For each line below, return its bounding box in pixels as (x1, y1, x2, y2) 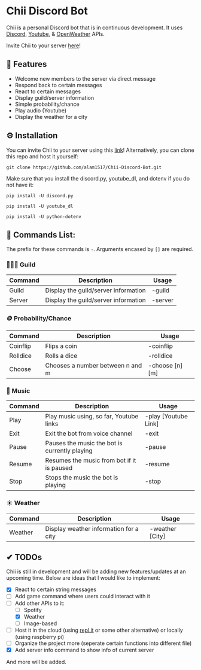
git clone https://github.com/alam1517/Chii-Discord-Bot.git (6, 164, 162, 170)
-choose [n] (148, 361, 183, 369)
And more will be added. (6, 658, 67, 665)
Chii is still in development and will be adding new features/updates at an (6, 568, 187, 575)
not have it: (6, 181, 34, 188)
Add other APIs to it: (14, 599, 65, 607)
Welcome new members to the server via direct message (14, 75, 156, 82)
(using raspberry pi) (14, 633, 65, 640)
